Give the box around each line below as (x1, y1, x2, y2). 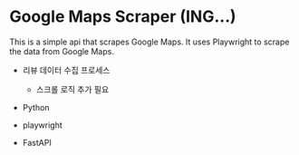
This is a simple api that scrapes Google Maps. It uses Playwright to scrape (9, 36, 290, 47)
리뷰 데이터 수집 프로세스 (22, 64, 111, 75)
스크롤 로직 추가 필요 (35, 83, 110, 94)
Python (22, 102, 50, 112)
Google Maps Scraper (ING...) (9, 6, 237, 27)
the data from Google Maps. (9, 45, 115, 56)
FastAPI (22, 137, 52, 148)
